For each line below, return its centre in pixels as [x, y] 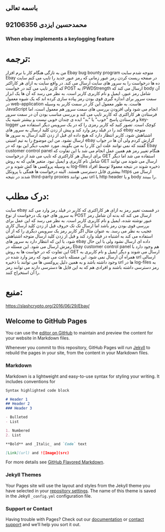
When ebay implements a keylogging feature [60, 39]
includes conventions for [31, 381]
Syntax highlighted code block [37, 390]
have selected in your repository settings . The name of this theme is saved [81, 491]
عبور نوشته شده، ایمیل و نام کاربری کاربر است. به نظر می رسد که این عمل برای [79, 220]
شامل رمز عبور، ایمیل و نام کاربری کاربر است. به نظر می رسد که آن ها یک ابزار [78, 93]
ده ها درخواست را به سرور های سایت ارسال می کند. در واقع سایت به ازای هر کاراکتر [83, 83]
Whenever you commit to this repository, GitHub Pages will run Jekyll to [78, 348]
